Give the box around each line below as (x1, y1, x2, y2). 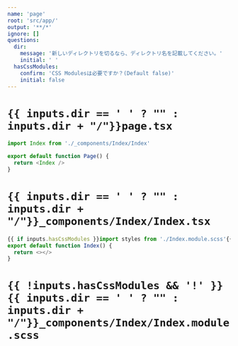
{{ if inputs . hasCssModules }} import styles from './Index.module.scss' (7, 235, 227, 242)
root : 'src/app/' (7, 17, 59, 24)
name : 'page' (7, 10, 46, 18)
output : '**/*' (7, 23, 52, 30)
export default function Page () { (7, 153, 110, 160)
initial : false (20, 76, 65, 84)
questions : (7, 37, 40, 44)
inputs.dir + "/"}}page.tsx (7, 119, 173, 133)
